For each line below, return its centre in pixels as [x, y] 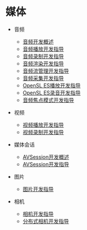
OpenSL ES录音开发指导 [52, 93]
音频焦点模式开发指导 [48, 100]
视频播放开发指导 [43, 125]
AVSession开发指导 [46, 164]
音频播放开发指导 [43, 49]
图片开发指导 [38, 189]
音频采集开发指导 [43, 78]
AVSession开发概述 [46, 157]
